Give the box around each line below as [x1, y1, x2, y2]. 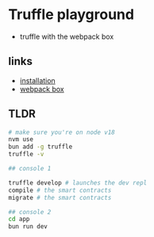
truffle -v [8, 151, 44, 159]
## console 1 [8, 165, 52, 173]
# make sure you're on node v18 [8, 128, 115, 136]
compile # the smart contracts [8, 186, 112, 194]
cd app [8, 216, 30, 224]
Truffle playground [8, 6, 135, 24]
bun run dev [8, 223, 48, 231]
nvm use [8, 136, 34, 143]
